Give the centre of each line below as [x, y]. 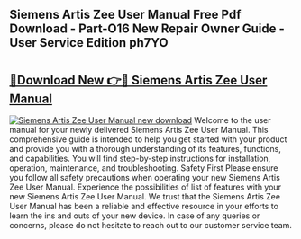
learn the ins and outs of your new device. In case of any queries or [135, 216]
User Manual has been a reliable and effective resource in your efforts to [144, 206]
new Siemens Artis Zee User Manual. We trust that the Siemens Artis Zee [145, 196]
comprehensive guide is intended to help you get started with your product [148, 139]
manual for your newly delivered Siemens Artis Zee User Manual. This [139, 130]
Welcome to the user [233, 120]
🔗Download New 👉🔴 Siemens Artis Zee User [138, 80]
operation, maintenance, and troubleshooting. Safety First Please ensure [144, 168]
